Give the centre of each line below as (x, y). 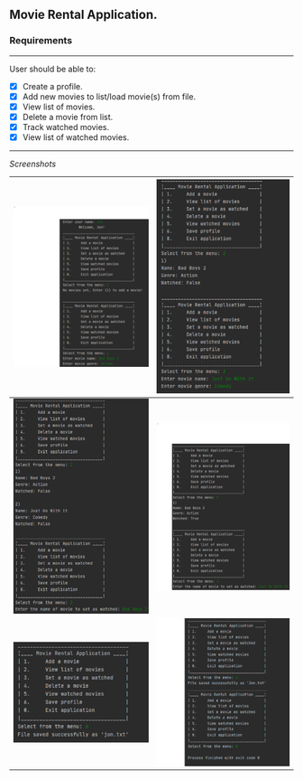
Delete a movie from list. (68, 117)
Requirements (41, 41)
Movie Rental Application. (83, 15)
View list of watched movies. (76, 137)
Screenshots (33, 164)
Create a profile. (52, 86)
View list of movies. (59, 107)
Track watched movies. (66, 127)
